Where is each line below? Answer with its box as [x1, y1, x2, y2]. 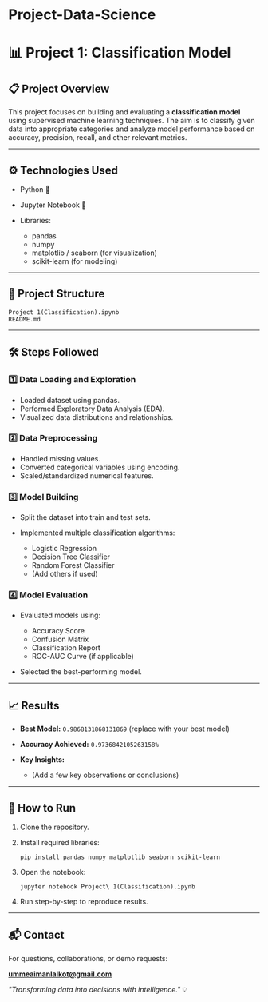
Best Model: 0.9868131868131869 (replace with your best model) [19, 724, 230, 733]
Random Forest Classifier [31, 561, 115, 570]
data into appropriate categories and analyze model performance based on [8, 124, 255, 134]
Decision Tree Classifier [31, 552, 110, 561]
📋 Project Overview [8, 82, 110, 95]
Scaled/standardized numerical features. [19, 470, 154, 481]
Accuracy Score [31, 626, 85, 636]
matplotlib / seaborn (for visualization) [31, 248, 158, 257]
